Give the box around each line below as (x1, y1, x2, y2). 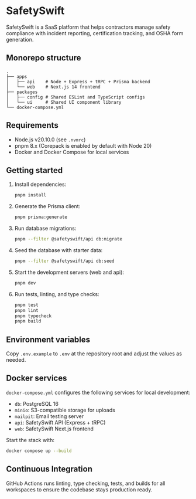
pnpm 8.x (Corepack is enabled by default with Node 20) (14, 142, 152, 149)
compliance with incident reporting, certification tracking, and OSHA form (6, 29, 184, 36)
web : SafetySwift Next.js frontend (14, 425, 94, 432)
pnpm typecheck (14, 313, 52, 319)
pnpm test (14, 302, 39, 308)
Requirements (6, 120, 59, 130)
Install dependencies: (14, 181, 67, 188)
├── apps (6, 73, 27, 80)
